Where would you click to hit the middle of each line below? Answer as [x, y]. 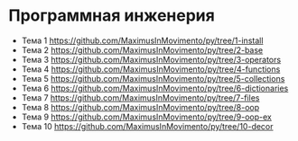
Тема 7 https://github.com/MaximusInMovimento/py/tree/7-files [140, 97]
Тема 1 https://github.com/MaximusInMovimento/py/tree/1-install [142, 40]
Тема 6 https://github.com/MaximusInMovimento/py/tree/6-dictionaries [155, 88]
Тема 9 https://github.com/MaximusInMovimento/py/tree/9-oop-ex [146, 117]
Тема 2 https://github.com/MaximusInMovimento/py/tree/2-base [142, 49]
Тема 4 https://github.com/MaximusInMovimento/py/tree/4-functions [151, 69]
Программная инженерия [112, 16]
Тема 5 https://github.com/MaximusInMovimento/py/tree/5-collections [153, 78]
